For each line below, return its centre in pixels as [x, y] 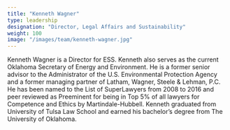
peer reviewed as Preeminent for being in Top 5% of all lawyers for [103, 97]
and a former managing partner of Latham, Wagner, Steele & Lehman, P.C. [114, 82]
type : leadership [33, 20]
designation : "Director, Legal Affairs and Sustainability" [97, 27]
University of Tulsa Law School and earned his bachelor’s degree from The [115, 112]
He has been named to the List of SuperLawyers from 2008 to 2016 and [111, 89]
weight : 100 [24, 33]
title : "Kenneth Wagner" [43, 14]
